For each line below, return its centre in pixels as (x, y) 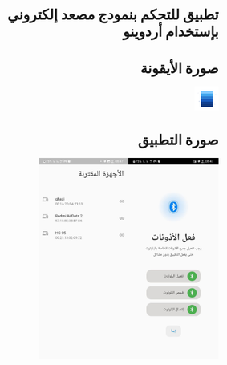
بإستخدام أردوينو (171, 32)
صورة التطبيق (178, 140)
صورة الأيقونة (179, 69)
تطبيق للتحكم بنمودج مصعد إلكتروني (113, 15)
